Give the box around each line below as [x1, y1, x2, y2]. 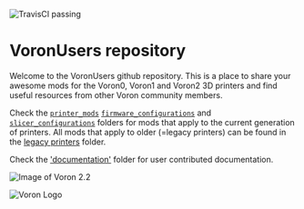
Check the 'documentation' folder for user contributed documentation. [9, 154, 274, 164]
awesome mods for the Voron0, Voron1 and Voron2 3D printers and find [9, 80, 278, 91]
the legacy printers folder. [9, 136, 106, 147]
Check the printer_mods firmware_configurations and [9, 107, 212, 118]
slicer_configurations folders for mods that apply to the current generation [9, 116, 296, 127]
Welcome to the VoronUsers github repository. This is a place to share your [9, 70, 291, 81]
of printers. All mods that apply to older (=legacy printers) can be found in [9, 126, 287, 137]
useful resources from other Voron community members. [9, 89, 223, 100]
